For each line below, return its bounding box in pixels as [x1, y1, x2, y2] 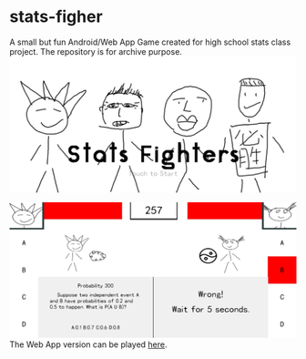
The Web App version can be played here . [9, 339, 168, 350]
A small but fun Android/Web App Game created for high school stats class [9, 36, 291, 47]
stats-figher [9, 6, 103, 27]
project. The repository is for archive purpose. [9, 46, 182, 56]
